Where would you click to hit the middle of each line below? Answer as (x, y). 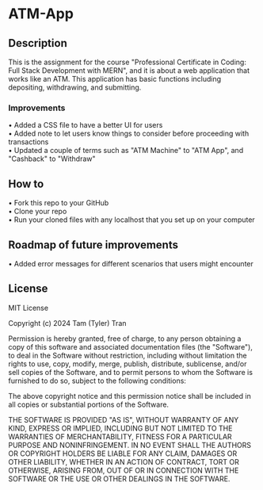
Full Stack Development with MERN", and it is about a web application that (129, 71)
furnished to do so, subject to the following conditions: (97, 381)
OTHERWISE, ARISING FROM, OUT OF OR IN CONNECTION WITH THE (124, 470)
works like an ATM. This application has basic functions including (115, 79)
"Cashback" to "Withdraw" (52, 159)
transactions (29, 142)
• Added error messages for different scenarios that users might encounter (131, 263)
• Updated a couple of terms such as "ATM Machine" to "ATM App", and (126, 151)
